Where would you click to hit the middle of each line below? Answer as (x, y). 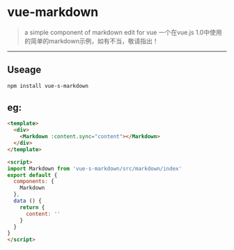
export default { (32, 175)
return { (32, 207)
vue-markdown (53, 12)
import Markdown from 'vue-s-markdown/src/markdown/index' (95, 169)
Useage (24, 70)
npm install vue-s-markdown (48, 86)
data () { (28, 201)
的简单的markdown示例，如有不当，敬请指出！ (91, 41)
